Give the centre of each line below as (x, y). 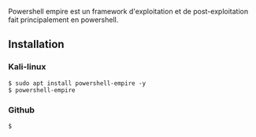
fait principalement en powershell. (63, 20)
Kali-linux (27, 67)
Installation (36, 44)
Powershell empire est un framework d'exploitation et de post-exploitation (128, 11)
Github (22, 109)
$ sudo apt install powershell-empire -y (77, 83)
